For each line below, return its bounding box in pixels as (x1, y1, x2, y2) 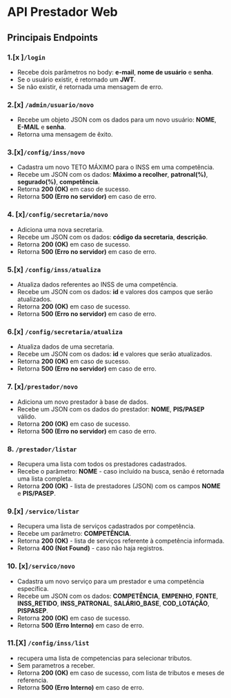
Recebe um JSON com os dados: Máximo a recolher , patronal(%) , (17, 171, 208, 179)
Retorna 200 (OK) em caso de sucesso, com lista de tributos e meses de (17, 668, 225, 677)
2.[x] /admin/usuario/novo (7, 99, 94, 109)
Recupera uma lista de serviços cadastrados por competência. (17, 522, 196, 530)
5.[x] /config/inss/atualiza (7, 264, 101, 274)
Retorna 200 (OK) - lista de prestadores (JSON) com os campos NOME (17, 481, 221, 490)
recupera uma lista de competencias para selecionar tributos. (17, 654, 192, 662)
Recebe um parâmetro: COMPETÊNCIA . (17, 530, 132, 538)
